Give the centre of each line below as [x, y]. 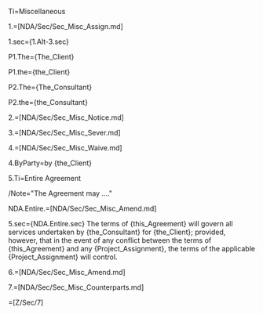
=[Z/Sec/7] [26, 302]
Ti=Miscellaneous [37, 11]
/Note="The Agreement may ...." [60, 193]
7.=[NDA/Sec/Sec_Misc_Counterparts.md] [76, 287]
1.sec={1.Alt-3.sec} [38, 42]
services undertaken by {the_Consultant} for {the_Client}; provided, [117, 232]
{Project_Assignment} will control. [63, 257]
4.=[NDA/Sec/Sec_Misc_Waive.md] [66, 148]
